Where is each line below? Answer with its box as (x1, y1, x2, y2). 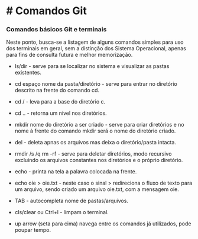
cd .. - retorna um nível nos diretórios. (14, 109, 108, 117)
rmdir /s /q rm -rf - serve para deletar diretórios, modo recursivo (14, 150, 172, 157)
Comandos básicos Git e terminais (6, 25, 107, 34)
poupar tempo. (14, 227, 51, 234)
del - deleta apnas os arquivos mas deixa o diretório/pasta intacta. (14, 139, 176, 146)
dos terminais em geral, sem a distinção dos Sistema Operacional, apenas (6, 45, 186, 52)
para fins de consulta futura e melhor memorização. (6, 51, 133, 59)
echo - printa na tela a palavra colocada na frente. (14, 168, 137, 175)
